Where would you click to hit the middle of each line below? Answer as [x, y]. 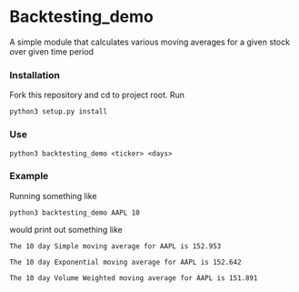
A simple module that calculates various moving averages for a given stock [150, 42]
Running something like [53, 196]
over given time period [51, 51]
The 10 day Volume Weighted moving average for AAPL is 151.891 [134, 278]
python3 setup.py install [58, 112]
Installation [35, 75]
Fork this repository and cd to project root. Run [97, 95]
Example [29, 176]
